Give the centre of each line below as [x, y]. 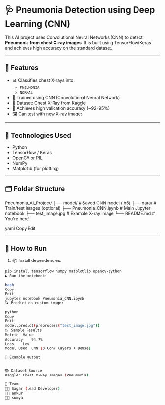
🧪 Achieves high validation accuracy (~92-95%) [61, 108]
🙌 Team [12, 384]
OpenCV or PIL [27, 158]
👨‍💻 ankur [14, 393]
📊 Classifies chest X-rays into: [43, 80]
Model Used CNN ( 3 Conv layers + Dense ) [48, 348]
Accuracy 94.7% [24, 339]
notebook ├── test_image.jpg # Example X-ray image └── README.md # [80, 214]
